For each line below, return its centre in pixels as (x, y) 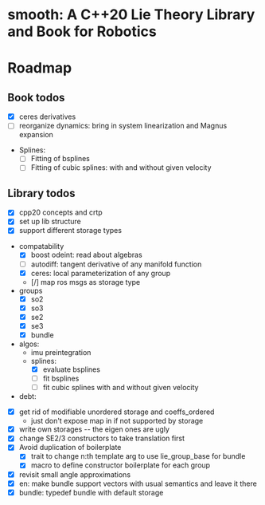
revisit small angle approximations (75, 474)
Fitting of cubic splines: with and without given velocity (121, 168)
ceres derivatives (47, 116)
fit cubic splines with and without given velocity (121, 388)
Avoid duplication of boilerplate (70, 448)
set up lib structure (50, 222)
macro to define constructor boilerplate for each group (121, 465)
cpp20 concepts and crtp (60, 212)
